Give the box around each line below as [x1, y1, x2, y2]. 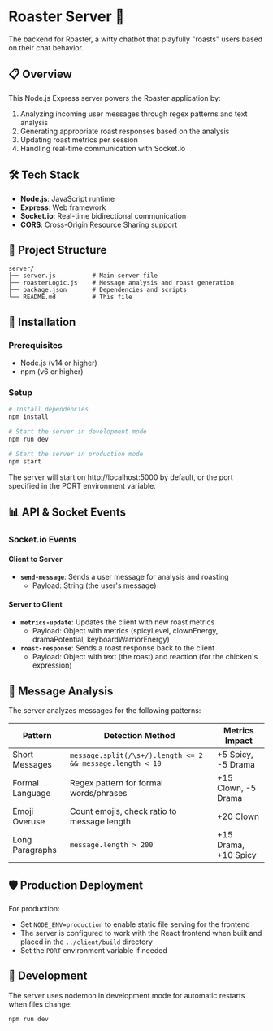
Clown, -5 [216, 782, 257, 794]
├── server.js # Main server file [8, 272, 158, 280]
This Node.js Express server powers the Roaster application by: [8, 93, 221, 102]
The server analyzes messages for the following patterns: [8, 706, 201, 716]
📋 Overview [8, 67, 73, 81]
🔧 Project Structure [8, 243, 107, 257]
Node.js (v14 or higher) [19, 358, 97, 368]
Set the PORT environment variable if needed [19, 945, 168, 955]
